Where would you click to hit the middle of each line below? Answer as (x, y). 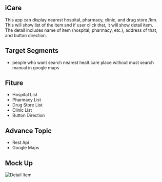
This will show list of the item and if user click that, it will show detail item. (79, 25)
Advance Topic (29, 131)
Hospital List (25, 95)
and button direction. (26, 35)
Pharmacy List (27, 100)
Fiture (14, 83)
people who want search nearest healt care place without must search (83, 62)
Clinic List (22, 110)
